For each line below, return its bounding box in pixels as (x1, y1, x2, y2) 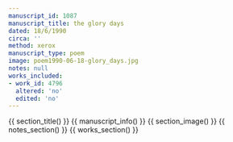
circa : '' (8, 34, 42, 43)
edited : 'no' (15, 94, 60, 102)
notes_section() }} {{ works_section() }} (8, 125, 139, 135)
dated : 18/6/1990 (8, 27, 67, 35)
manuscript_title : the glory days (8, 19, 125, 27)
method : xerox (8, 42, 56, 50)
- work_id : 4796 (8, 79, 63, 87)
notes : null (8, 65, 48, 73)
